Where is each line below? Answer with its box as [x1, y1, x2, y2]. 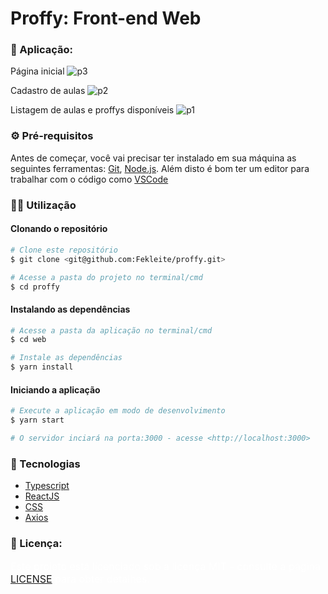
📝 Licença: [10, 537, 63, 551]
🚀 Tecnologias [10, 457, 81, 471]
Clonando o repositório [10, 223, 108, 235]
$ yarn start [10, 415, 65, 426]
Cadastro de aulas [10, 85, 86, 97]
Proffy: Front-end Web [10, 7, 202, 30]
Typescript [24, 480, 70, 492]
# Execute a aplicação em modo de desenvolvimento [10, 406, 226, 416]
